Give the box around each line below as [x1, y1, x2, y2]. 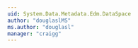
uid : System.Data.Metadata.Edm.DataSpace [7, 10, 132, 18]
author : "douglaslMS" [7, 17, 71, 24]
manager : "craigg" [7, 30, 62, 37]
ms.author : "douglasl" [7, 23, 74, 30]
